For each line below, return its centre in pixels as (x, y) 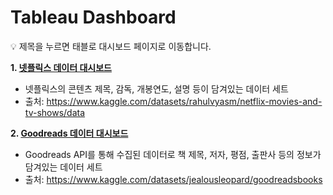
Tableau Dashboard (93, 17)
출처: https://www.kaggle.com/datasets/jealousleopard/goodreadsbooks (173, 179)
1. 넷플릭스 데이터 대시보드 (61, 67)
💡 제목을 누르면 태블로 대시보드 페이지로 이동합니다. (111, 46)
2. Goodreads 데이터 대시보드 (69, 133)
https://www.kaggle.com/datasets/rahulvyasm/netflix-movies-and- (184, 101)
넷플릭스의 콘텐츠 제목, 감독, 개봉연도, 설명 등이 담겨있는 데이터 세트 (156, 88)
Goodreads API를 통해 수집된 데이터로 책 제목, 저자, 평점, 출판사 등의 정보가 (173, 154)
